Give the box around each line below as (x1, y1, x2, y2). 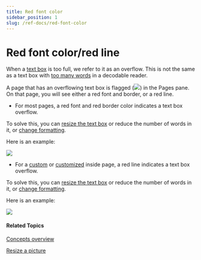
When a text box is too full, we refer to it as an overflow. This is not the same (6, 65, 195, 72)
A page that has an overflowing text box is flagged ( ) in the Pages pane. (6, 84, 190, 92)
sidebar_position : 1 (6, 14, 58, 20)
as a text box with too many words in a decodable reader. (6, 72, 148, 79)
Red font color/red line (6, 46, 120, 59)
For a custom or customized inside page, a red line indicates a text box (14, 161, 190, 168)
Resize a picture (6, 247, 46, 254)
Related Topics (6, 222, 44, 229)
